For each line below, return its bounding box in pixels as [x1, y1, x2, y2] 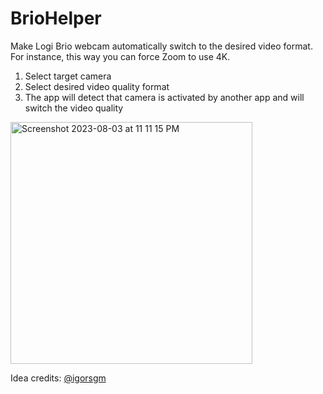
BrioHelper [10, 7, 102, 30]
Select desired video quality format [24, 80, 170, 92]
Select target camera [24, 70, 112, 82]
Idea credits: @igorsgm [10, 372, 107, 384]
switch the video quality [24, 102, 124, 114]
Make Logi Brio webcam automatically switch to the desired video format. [10, 40, 313, 52]
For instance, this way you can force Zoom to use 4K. [10, 50, 231, 62]
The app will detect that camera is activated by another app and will [24, 91, 305, 103]
